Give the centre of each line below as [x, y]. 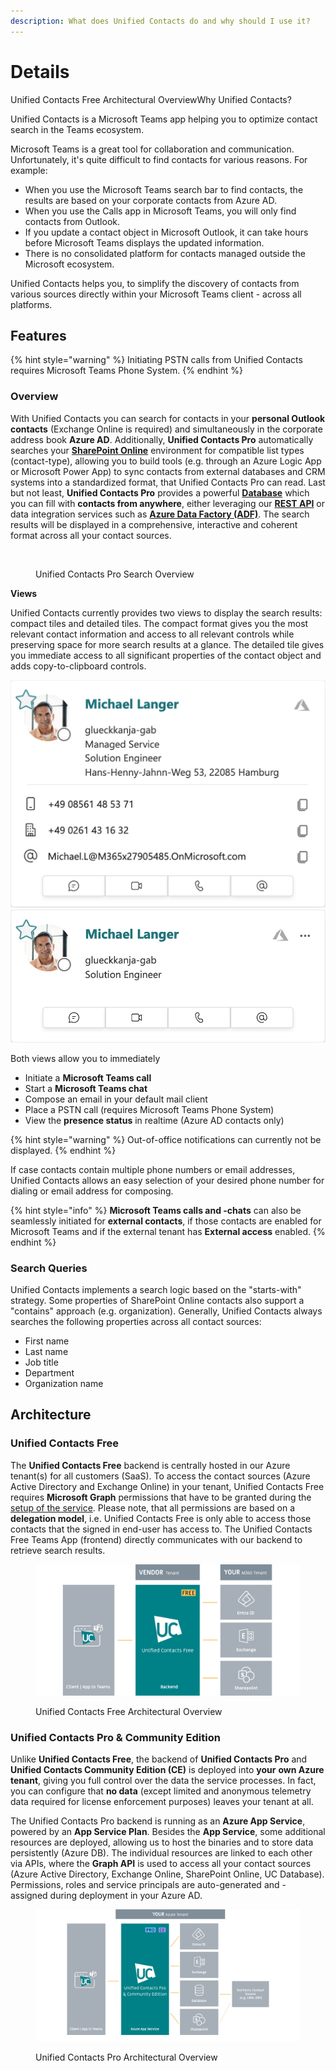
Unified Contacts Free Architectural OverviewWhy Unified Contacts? [151, 99]
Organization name [64, 1383]
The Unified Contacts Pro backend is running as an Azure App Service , [158, 1821]
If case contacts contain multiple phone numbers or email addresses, [153, 1169]
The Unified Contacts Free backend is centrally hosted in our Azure [150, 1465]
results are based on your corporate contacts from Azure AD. [151, 200]
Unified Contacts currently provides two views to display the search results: [166, 612]
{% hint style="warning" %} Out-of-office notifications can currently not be [166, 1139]
